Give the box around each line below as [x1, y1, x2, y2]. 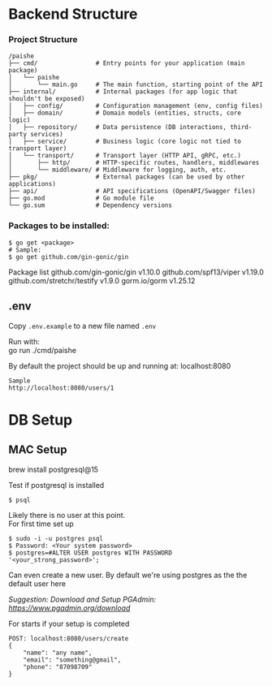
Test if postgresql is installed [8, 480, 105, 490]
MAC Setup [8, 443, 67, 457]
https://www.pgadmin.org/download [8, 602, 131, 613]
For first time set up [8, 519, 75, 529]
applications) [8, 180, 57, 188]
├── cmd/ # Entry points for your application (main [8, 59, 245, 67]
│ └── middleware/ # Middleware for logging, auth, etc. [8, 166, 227, 175]
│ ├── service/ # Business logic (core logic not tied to [8, 137, 242, 146]
